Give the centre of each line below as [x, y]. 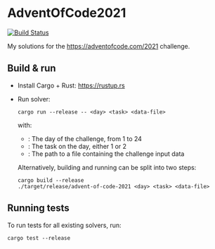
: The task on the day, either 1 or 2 [77, 146]
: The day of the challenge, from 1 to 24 [85, 138]
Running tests [39, 208]
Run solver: [34, 99]
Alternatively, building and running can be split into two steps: [107, 167]
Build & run [32, 68]
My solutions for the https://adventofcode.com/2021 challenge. [99, 46]
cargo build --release [51, 180]
